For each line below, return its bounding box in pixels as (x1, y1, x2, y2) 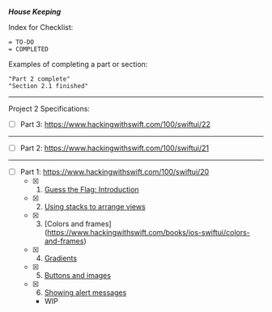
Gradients (44, 254, 78, 264)
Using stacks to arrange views (44, 202, 146, 212)
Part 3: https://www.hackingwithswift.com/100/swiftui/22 (19, 120, 210, 129)
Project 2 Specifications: (8, 104, 91, 113)
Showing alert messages (44, 288, 127, 297)
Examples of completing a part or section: (8, 60, 148, 69)
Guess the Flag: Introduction (44, 185, 139, 195)
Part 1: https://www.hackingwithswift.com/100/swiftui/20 (19, 167, 210, 177)
